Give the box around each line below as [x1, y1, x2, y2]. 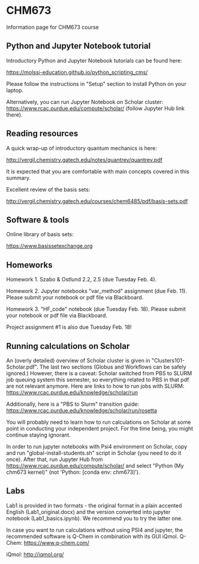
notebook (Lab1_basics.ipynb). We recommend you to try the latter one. [6, 515, 183, 522]
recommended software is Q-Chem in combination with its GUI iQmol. [6, 533, 179, 540]
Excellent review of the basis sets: [6, 186, 91, 193]
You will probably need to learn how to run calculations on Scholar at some [6, 418, 191, 426]
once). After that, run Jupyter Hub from [6, 456, 103, 463]
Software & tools [6, 215, 70, 225]
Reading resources [6, 129, 79, 139]
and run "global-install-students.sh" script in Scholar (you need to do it [6, 449, 182, 456]
